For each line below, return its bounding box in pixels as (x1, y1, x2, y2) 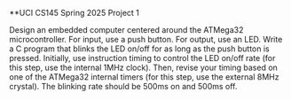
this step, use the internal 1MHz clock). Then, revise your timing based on (9, 62, 278, 73)
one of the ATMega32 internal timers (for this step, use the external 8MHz (9, 72, 279, 82)
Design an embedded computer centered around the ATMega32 (9, 25, 244, 35)
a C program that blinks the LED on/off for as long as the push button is (9, 43, 270, 54)
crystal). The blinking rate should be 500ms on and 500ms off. (9, 81, 238, 91)
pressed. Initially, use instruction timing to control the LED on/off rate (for (9, 53, 276, 63)
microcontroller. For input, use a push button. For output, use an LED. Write (9, 35, 283, 44)
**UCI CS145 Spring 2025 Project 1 (9, 8, 140, 18)
